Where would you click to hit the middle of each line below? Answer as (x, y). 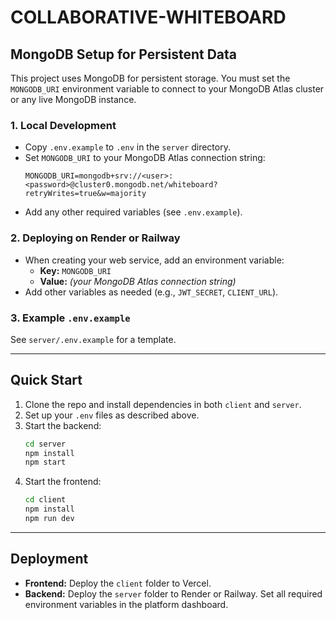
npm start (45, 462)
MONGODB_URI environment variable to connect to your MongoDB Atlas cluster (167, 89)
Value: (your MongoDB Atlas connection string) (138, 281)
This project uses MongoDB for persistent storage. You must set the (150, 78)
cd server (45, 444)
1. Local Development (63, 125)
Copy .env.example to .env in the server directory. (127, 147)
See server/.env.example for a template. (93, 339)
